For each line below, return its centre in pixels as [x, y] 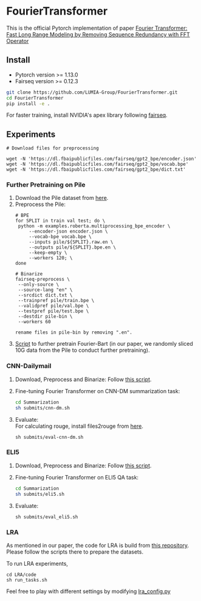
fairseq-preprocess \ [42, 280]
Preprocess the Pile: [40, 204]
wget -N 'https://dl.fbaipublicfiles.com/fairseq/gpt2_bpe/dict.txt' [96, 170]
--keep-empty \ [48, 253]
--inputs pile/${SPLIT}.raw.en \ [71, 242]
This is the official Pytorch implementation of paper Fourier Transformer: [97, 28]
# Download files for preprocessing [53, 148]
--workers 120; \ [51, 258]
